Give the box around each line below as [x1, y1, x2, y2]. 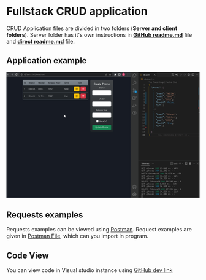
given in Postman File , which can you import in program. [6, 232, 149, 240]
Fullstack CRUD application [6, 4, 148, 18]
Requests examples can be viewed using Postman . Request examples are [6, 226, 192, 233]
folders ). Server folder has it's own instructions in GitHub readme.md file [6, 31, 193, 38]
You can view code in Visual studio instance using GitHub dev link [6, 266, 173, 274]
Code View [6, 250, 49, 260]
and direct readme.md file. [6, 37, 75, 45]
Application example [6, 55, 87, 66]
